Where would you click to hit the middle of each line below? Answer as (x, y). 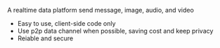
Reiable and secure (45, 38)
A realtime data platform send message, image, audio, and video (101, 10)
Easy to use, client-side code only (66, 23)
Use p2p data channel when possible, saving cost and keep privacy (115, 31)
